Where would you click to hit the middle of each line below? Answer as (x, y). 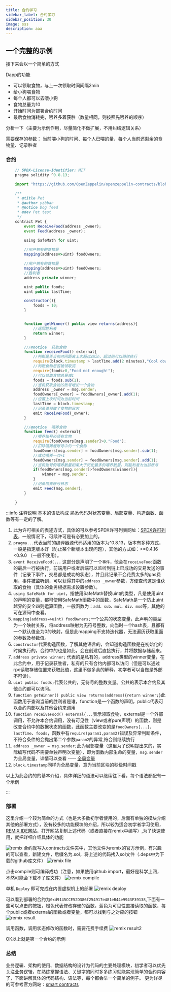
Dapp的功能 (18, 75)
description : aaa (24, 29)
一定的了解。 (32, 519)
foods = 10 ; (45, 306)
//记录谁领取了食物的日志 (56, 408)
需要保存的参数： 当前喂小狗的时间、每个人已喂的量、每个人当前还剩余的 (82, 139)
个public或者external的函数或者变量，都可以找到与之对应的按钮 (72, 912)
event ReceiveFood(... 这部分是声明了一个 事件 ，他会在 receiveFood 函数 (87, 561)
